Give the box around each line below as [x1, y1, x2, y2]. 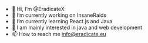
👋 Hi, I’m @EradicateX [11, 6, 65, 12]
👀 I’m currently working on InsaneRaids [11, 12, 107, 19]
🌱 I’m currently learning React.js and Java [11, 18, 113, 24]
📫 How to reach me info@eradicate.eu [11, 31, 106, 37]
